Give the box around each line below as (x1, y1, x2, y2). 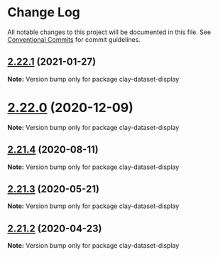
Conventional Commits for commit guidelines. (7, 35, 141, 43)
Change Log (7, 4, 80, 21)
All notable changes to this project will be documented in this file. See (7, 28, 212, 36)
